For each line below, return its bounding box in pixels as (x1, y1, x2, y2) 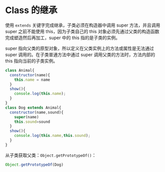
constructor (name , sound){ (9, 110, 64, 115)
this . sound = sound (14, 119, 50, 124)
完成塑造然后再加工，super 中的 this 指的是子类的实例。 (5, 35, 120, 41)
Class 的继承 (5, 5, 57, 16)
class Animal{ (5, 68, 35, 73)
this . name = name (14, 77, 50, 82)
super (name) (14, 114, 39, 119)
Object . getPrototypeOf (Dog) (5, 162, 64, 167)
